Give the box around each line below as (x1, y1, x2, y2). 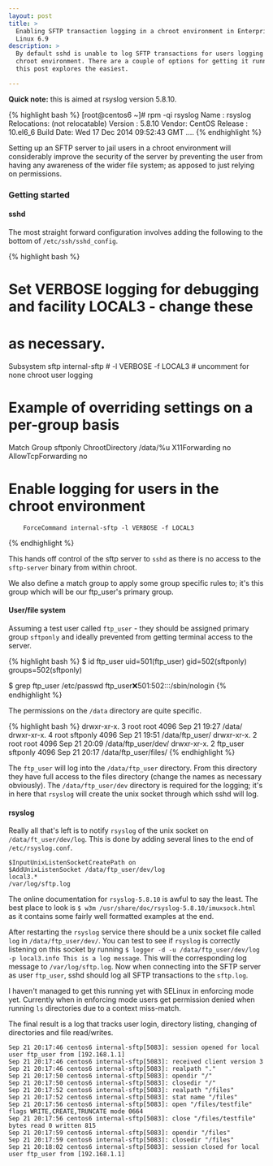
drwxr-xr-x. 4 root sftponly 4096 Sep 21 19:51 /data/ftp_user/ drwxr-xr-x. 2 (8, 730, 258, 740)
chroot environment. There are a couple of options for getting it (15, 58, 249, 66)
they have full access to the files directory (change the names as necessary (8, 772, 262, 782)
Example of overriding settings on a (8, 399, 253, 417)
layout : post (8, 11, 53, 20)
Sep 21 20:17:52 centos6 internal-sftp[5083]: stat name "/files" (8, 1094, 238, 1102)
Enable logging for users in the (8, 480, 219, 498)
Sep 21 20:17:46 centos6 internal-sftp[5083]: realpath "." (8, 1065, 217, 1073)
